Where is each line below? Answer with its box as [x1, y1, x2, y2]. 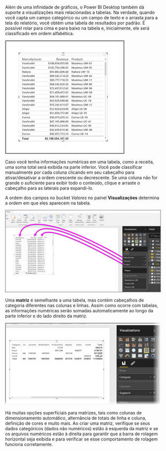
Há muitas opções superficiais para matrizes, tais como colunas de [5, 409, 142, 415]
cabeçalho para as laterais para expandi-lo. [5, 185, 94, 191]
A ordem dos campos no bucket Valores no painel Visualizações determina [5, 195, 160, 200]
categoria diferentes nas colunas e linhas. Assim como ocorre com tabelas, [5, 302, 159, 308]
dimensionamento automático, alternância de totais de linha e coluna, [5, 415, 147, 421]
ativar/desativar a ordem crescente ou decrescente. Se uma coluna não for [5, 175, 158, 180]
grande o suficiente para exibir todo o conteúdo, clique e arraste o [5, 180, 140, 186]
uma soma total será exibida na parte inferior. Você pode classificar [5, 164, 142, 170]
